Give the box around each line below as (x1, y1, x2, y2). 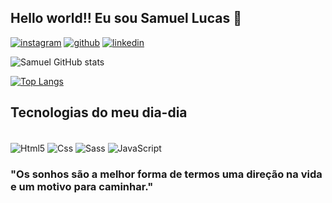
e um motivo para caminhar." (10, 180, 154, 194)
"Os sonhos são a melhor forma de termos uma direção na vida (10, 167, 323, 181)
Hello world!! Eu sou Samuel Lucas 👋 (10, 10, 242, 27)
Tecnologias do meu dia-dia (10, 104, 188, 121)
